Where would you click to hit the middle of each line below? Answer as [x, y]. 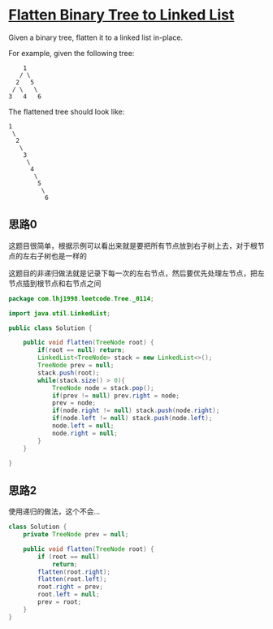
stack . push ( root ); [69, 373]
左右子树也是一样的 [54, 256]
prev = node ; [74, 403]
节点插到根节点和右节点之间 [55, 283]
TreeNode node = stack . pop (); [103, 388]
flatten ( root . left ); [72, 579]
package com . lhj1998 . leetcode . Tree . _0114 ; [81, 298]
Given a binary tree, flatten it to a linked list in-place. [96, 37]
